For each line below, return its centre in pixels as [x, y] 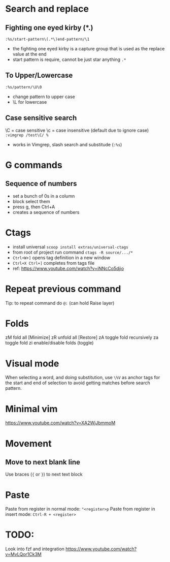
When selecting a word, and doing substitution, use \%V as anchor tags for [83, 378]
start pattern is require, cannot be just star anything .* [69, 59]
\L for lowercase [30, 102]
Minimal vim [31, 409]
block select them [31, 201]
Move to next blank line [43, 462]
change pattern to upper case [44, 97]
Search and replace [47, 9]
